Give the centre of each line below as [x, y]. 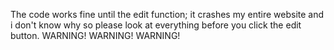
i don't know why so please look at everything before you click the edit [156, 25]
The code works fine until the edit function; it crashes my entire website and [167, 14]
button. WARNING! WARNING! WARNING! [95, 35]
